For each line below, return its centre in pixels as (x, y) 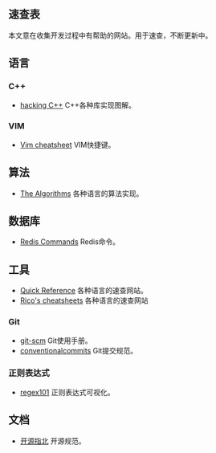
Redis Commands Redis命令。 (70, 242)
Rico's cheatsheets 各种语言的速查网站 (84, 300)
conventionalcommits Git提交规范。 (79, 350)
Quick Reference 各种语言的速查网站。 (84, 291)
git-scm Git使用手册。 (56, 341)
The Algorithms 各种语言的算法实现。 (82, 193)
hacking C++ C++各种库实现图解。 (78, 105)
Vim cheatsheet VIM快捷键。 (67, 145)
